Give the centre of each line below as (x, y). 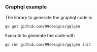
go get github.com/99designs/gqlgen (43, 26)
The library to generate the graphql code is (49, 18)
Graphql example (26, 7)
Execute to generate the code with (40, 36)
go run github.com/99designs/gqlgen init (48, 45)
